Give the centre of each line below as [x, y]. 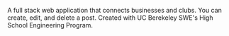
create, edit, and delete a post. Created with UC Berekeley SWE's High [110, 18]
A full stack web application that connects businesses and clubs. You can [114, 10]
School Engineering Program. [50, 25]
